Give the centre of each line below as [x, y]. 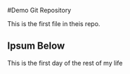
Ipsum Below [36, 46]
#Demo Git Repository [39, 10]
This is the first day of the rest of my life [65, 63]
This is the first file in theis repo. [54, 24]
